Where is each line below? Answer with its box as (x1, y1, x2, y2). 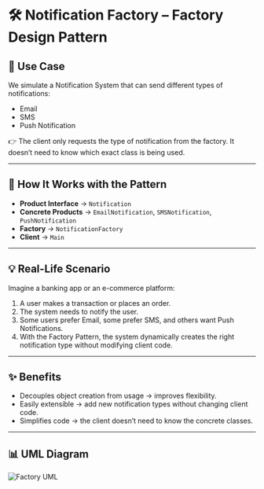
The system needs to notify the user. (19, 307, 139, 316)
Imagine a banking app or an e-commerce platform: (8, 283, 175, 292)
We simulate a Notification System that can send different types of (8, 80, 223, 90)
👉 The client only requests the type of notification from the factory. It (8, 137, 234, 145)
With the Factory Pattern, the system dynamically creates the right (19, 332, 235, 341)
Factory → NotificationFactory (19, 223, 123, 233)
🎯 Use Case (8, 60, 65, 73)
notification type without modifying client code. (19, 340, 173, 350)
